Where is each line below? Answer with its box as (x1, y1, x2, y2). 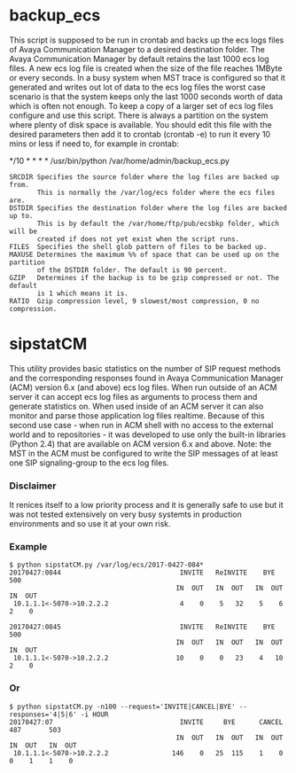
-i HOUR (80, 710, 109, 719)
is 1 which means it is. (36, 289, 129, 298)
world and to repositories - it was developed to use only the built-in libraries (9, 429, 286, 440)
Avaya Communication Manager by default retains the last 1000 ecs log (9, 53, 269, 64)
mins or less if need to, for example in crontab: (9, 138, 180, 149)
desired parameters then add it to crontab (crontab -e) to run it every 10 (9, 129, 271, 139)
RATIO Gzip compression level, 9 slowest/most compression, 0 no (9, 296, 260, 306)
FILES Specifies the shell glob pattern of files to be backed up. (9, 242, 268, 251)
